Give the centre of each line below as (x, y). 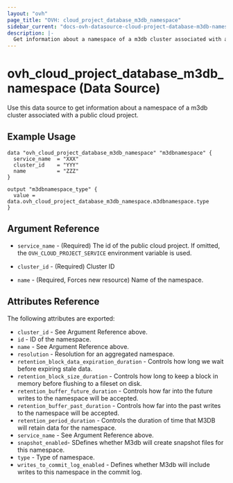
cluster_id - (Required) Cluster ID (66, 266)
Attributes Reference (53, 302)
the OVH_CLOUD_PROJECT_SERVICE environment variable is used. (104, 253)
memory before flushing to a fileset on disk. (79, 383)
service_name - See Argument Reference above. (85, 435)
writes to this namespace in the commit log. (79, 472)
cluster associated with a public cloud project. (73, 115)
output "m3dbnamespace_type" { (52, 189)
